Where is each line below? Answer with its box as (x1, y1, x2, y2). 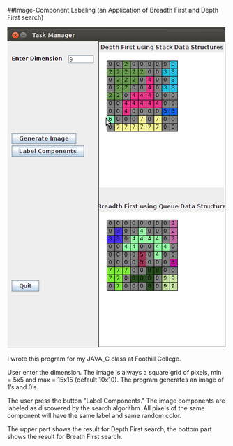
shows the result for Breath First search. (7, 433, 123, 440)
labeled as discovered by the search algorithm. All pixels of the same (7, 404, 205, 412)
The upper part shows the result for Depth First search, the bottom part (7, 425, 213, 433)
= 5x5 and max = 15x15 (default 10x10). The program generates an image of (7, 375, 225, 384)
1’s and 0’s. (7, 383, 39, 391)
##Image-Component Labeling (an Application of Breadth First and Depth (7, 6, 218, 14)
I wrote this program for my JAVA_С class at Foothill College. (7, 354, 181, 363)
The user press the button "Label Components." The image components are (7, 396, 225, 405)
